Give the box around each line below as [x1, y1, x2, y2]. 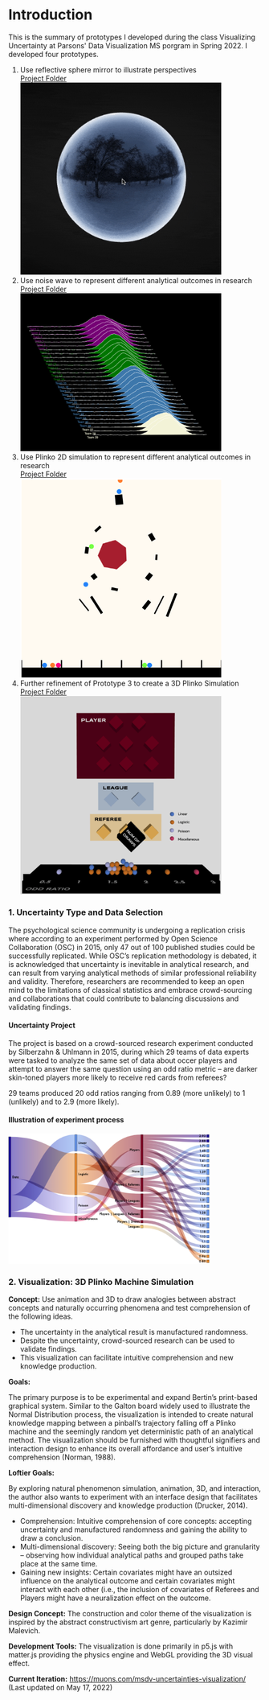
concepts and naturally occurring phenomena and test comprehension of [8, 1303, 251, 1313]
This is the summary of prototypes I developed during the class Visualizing [8, 32, 255, 42]
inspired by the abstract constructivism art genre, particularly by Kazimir [8, 1617, 248, 1627]
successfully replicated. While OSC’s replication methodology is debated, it [8, 951, 257, 961]
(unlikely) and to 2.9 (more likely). [8, 1097, 120, 1106]
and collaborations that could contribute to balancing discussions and [8, 994, 239, 1003]
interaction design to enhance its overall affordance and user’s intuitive [8, 1444, 243, 1454]
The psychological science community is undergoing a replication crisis [8, 925, 246, 935]
